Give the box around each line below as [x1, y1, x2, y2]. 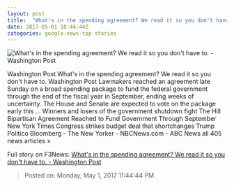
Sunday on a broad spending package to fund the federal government [7, 85, 208, 93]
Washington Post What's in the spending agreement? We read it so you [7, 70, 211, 78]
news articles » [7, 137, 51, 145]
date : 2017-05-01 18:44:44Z [7, 23, 89, 30]
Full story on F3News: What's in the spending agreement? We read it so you [7, 150, 225, 159]
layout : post [7, 10, 45, 17]
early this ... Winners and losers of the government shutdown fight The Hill [7, 107, 221, 115]
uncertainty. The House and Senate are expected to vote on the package [7, 99, 216, 108]
